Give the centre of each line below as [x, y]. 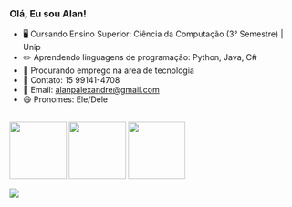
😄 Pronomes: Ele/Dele [65, 99]
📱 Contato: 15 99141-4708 [71, 80]
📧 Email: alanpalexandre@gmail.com [91, 90]
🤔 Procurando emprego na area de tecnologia [108, 70]
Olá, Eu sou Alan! [48, 14]
